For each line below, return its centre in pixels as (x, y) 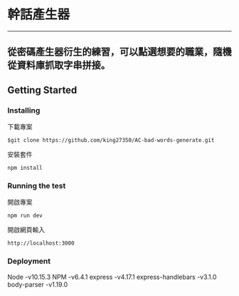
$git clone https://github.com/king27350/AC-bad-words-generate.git (111, 141)
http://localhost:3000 (41, 243)
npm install (25, 168)
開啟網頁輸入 (26, 230)
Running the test (37, 185)
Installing (24, 110)
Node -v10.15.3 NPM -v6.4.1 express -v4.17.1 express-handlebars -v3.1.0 (112, 277)
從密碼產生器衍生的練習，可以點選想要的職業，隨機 (119, 52)
